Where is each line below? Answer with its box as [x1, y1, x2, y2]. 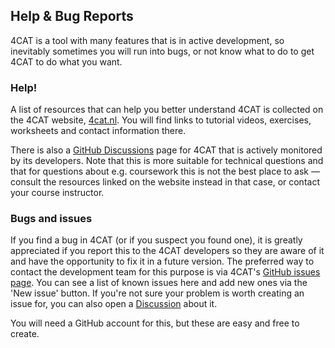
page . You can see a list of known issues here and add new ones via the [10, 277, 308, 289]
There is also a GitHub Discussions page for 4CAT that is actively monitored [10, 144, 323, 156]
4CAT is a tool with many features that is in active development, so [10, 34, 285, 46]
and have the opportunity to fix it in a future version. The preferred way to [10, 255, 315, 268]
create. [10, 328, 40, 340]
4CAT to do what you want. [10, 55, 123, 68]
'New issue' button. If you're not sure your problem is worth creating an [10, 287, 305, 299]
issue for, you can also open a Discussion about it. [10, 298, 218, 310]
